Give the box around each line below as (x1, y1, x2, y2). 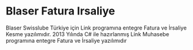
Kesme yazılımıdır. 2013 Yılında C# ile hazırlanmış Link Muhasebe (5, 30, 169, 37)
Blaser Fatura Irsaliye (5, 4, 115, 18)
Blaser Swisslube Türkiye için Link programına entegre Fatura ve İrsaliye (5, 24, 187, 31)
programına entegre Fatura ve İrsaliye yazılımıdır (5, 37, 127, 44)
